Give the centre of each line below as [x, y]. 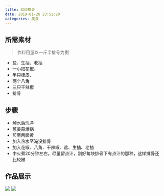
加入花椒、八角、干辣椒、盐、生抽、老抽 [53, 147]
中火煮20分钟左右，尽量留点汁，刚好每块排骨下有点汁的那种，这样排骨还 [86, 153]
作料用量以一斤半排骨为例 [43, 52]
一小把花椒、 [25, 69]
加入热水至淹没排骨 [32, 141]
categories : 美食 [22, 19]
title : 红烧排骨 [20, 10]
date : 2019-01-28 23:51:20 [33, 14]
